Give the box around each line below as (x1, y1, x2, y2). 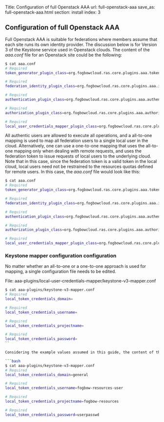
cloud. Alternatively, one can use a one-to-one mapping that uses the (5, 143, 145, 149)
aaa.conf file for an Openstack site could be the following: (5, 52, 122, 58)
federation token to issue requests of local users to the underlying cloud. (5, 153, 151, 159)
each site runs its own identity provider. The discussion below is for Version (5, 41, 157, 47)
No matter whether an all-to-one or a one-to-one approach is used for (5, 263, 146, 269)
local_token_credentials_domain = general (5, 372, 89, 377)
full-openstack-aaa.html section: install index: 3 (5, 9, 101, 15)
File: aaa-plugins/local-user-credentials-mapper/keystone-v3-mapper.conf (5, 278, 156, 284)
